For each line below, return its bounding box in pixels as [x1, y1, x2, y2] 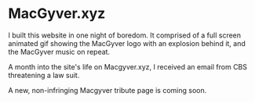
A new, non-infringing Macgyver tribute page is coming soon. [8, 85, 207, 94]
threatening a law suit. [8, 70, 80, 80]
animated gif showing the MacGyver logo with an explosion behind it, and [8, 38, 246, 48]
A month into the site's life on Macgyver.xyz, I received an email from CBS [8, 62, 248, 71]
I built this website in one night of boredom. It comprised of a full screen [8, 30, 242, 40]
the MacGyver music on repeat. [8, 47, 111, 56]
